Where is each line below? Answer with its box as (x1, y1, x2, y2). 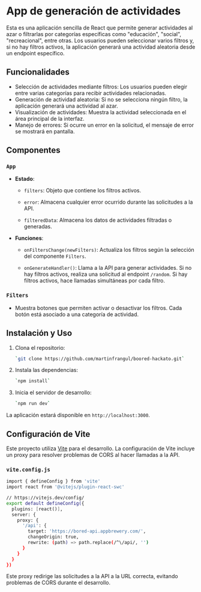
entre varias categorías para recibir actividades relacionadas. (14, 89, 167, 97)
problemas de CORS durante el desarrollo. (6, 579, 111, 587)
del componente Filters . (23, 252, 86, 260)
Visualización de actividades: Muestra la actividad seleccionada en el (14, 108, 187, 115)
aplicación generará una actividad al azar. (14, 102, 118, 109)
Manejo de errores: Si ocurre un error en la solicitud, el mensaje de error (14, 121, 194, 129)
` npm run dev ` (14, 401, 50, 407)
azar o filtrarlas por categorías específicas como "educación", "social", (6, 30, 182, 37)
